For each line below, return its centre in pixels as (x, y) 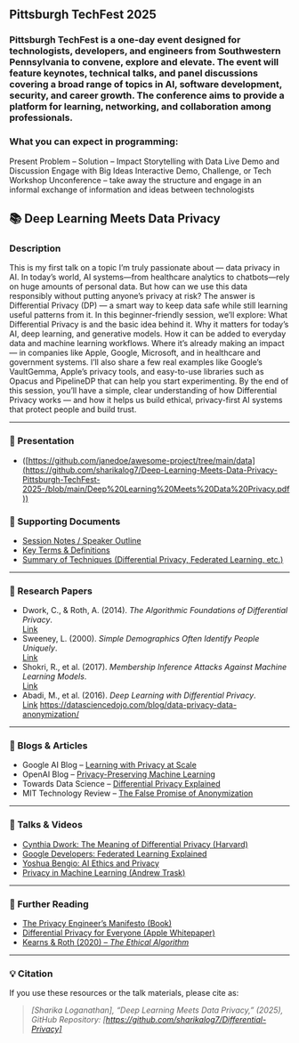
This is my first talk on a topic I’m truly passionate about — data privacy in (145, 268)
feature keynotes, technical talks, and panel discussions (133, 73)
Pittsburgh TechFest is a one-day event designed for (125, 40)
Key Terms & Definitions (66, 550)
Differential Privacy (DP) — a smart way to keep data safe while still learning (149, 305)
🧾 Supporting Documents (65, 521)
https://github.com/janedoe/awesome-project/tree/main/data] (141, 460)
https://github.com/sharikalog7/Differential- (186, 1020)
